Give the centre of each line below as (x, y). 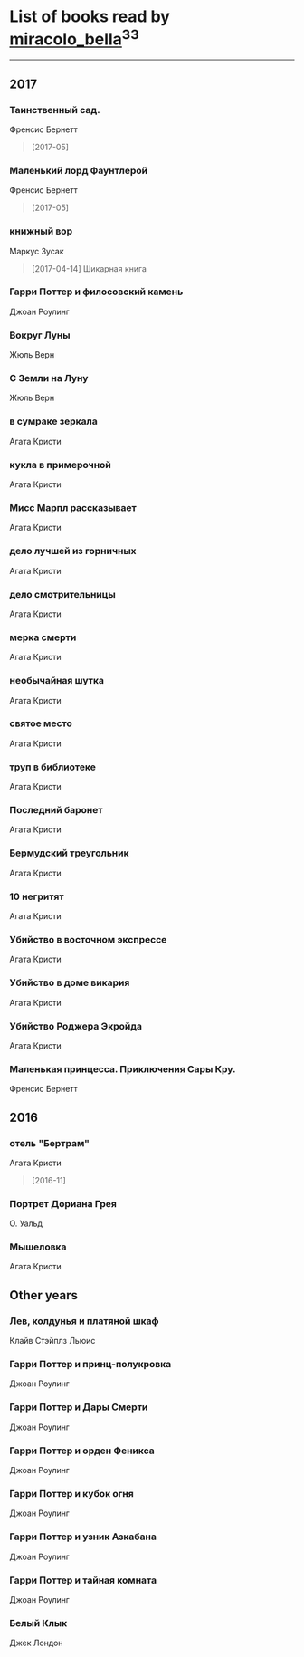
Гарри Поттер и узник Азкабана (83, 1537)
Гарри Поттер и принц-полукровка (90, 1365)
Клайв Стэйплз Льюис (52, 1341)
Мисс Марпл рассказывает (73, 507)
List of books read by (90, 17)
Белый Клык (38, 1623)
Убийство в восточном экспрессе (88, 939)
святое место (41, 723)
